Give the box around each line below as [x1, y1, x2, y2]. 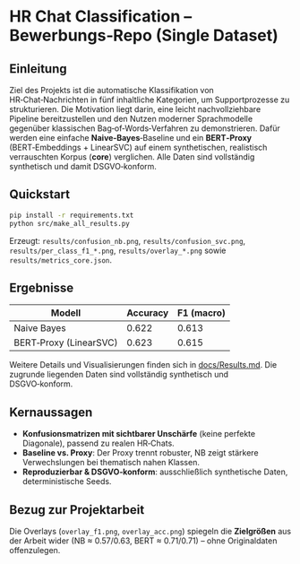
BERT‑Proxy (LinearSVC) [13, 336, 118, 349]
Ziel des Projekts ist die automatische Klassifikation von [9, 85, 215, 95]
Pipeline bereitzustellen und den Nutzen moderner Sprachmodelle [9, 114, 253, 124]
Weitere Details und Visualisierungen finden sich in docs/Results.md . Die [9, 360, 278, 370]
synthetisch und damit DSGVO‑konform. [9, 161, 157, 171]
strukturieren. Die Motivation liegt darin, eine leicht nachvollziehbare [9, 104, 261, 114]
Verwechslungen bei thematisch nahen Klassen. [21, 457, 200, 468]
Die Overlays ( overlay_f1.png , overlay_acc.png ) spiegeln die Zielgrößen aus [9, 526, 292, 536]
